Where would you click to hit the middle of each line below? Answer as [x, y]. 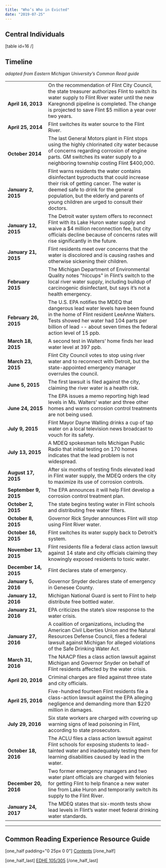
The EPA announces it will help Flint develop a [101, 490]
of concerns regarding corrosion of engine [98, 151]
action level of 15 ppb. [74, 333]
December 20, [25, 783]
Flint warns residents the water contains [95, 171]
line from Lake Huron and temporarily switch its [103, 790]
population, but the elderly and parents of [96, 196]
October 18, [22, 751]
